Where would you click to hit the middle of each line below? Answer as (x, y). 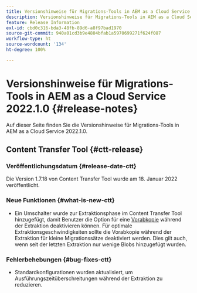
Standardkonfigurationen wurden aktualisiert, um (74, 272)
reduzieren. (28, 284)
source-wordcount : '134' (36, 45)
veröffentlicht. (23, 185)
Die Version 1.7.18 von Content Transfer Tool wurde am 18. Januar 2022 (92, 179)
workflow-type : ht (28, 39)
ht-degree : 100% (26, 50)
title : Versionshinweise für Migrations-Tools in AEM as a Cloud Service (98, 11)
